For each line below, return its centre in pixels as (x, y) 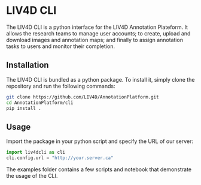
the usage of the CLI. (32, 175)
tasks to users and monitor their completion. (61, 46)
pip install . (24, 108)
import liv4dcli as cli (36, 153)
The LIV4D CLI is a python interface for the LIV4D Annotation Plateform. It (97, 27)
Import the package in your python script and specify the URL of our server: (100, 141)
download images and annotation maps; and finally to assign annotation (95, 40)
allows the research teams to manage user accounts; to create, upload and (98, 33)
